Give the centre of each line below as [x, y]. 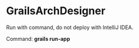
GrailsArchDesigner [56, 11]
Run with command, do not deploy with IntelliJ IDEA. [70, 27]
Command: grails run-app [38, 39]
